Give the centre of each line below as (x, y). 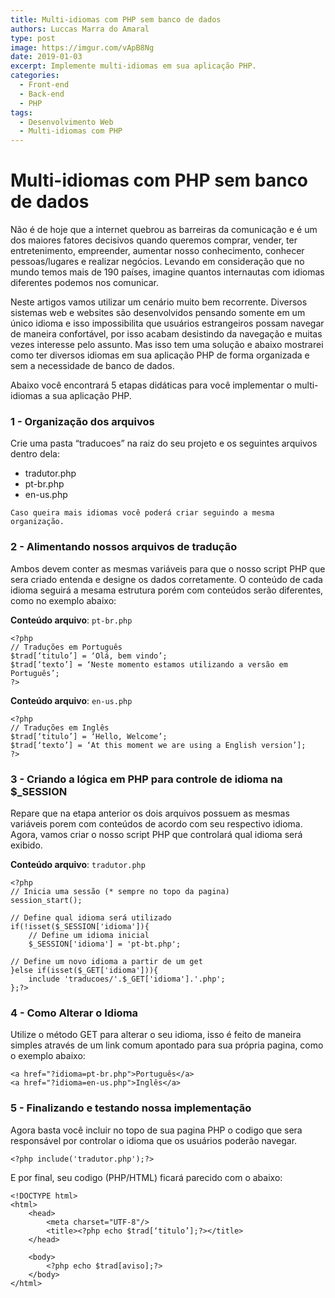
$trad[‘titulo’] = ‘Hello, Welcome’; (89, 736)
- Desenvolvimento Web (66, 122)
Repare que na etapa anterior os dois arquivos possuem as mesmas (150, 813)
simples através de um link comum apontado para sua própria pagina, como (167, 1045)
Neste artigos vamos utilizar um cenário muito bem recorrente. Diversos (159, 302)
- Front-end (44, 85)
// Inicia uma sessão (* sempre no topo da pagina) (120, 891)
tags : (21, 112)
